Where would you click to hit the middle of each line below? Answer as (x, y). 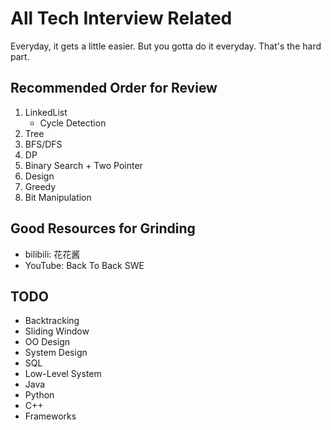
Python (39, 395)
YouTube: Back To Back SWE (84, 265)
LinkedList (46, 112)
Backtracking (52, 321)
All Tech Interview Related (121, 18)
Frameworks (50, 416)
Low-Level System (63, 374)
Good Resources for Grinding (103, 228)
